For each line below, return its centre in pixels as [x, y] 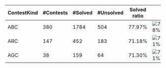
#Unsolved [110, 13]
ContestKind [23, 13]
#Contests [55, 13]
